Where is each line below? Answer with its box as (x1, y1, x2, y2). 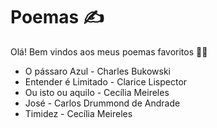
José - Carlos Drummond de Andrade (24, 97, 181, 109)
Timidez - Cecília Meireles (24, 107, 133, 119)
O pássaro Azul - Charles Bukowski (24, 65, 171, 77)
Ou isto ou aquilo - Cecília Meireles (24, 86, 170, 98)
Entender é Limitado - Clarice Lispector (24, 75, 188, 88)
